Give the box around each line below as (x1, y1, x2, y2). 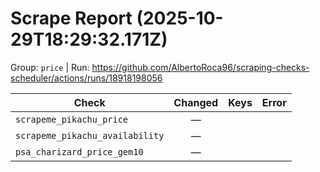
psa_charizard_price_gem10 (15, 146, 144, 157)
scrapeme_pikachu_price (15, 113, 129, 125)
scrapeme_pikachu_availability (15, 130, 165, 141)
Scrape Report (10, 7, 133, 30)
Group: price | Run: (10, 61, 90, 73)
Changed (173, 95, 219, 109)
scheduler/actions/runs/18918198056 (10, 72, 163, 84)
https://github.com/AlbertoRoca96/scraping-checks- (91, 61, 310, 73)
